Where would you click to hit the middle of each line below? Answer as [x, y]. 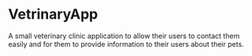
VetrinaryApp [53, 14]
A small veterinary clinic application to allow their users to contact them [124, 36]
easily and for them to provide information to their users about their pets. [126, 44]
